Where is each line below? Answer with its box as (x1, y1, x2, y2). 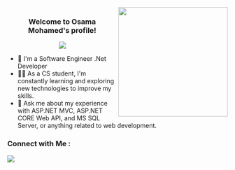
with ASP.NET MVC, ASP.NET (17, 106, 103, 115)
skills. (17, 92, 34, 100)
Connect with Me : (7, 139, 71, 149)
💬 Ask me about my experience (17, 99, 108, 108)
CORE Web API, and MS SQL (17, 114, 100, 122)
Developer (17, 62, 48, 71)
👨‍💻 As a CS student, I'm (17, 69, 87, 78)
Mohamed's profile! (27, 25, 97, 35)
